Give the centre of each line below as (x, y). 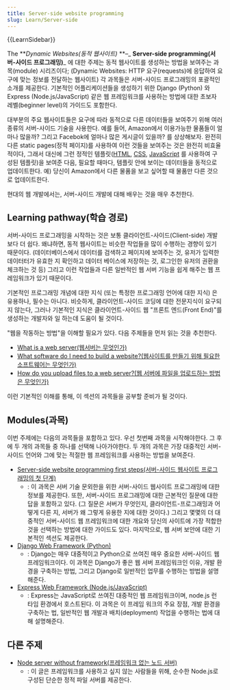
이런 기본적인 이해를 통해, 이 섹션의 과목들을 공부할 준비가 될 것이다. (97, 396)
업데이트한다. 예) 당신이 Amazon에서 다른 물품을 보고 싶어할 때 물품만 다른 (106, 171)
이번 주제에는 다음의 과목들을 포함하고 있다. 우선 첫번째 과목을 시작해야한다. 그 (111, 438)
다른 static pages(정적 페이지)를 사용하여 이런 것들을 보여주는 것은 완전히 (105, 145)
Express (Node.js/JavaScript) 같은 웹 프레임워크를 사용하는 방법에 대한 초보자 (112, 96)
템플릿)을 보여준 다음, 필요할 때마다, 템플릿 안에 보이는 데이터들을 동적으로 (118, 162)
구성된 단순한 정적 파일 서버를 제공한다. (79, 680)
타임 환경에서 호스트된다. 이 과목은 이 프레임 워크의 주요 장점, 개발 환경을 (124, 604)
